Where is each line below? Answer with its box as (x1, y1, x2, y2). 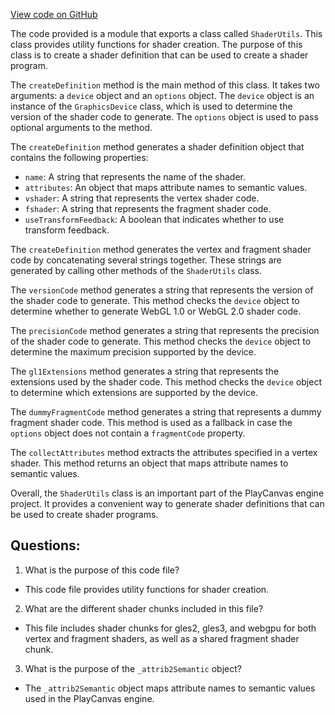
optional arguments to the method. (10, 122, 153, 133)
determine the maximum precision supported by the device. (10, 346, 257, 358)
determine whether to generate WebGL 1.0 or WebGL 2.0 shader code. (10, 305, 302, 317)
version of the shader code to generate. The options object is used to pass (10, 111, 319, 123)
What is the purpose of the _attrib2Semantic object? (24, 662, 242, 674)
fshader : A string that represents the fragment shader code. (24, 203, 272, 214)
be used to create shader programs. (10, 509, 159, 520)
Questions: (10, 537, 81, 554)
